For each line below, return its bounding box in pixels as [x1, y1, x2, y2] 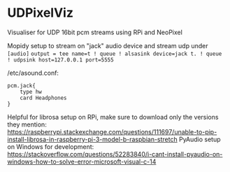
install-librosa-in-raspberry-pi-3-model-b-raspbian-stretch [7, 135, 178, 143]
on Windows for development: [7, 142, 94, 151]
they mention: [7, 120, 47, 129]
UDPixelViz [7, 5, 73, 21]
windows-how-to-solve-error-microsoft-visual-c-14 [7, 157, 157, 166]
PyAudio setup [178, 135, 222, 143]
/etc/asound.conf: [7, 69, 59, 77]
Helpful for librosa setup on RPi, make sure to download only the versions [7, 113, 219, 121]
